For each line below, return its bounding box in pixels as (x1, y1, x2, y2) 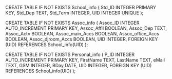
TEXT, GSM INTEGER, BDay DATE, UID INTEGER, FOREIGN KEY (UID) (5, 63, 152, 68)
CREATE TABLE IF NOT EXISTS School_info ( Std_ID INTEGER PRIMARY (5, 5, 157, 10)
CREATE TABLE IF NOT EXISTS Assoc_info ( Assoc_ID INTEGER (5, 20, 140, 26)
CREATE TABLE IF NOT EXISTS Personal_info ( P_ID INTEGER (5, 51, 135, 57)
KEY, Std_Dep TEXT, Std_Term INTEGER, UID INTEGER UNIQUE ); (5, 10, 144, 16)
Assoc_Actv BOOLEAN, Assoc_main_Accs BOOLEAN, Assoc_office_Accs (5, 31, 159, 36)
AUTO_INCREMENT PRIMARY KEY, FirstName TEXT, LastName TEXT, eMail (5, 57, 165, 63)
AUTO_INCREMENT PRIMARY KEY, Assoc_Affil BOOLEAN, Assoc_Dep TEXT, (5, 25, 167, 31)
